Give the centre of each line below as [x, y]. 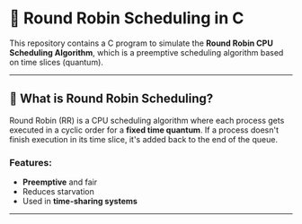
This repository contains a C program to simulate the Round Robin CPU [142, 43]
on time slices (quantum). [56, 62]
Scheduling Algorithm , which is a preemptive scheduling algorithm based [147, 52]
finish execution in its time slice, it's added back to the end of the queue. [144, 139]
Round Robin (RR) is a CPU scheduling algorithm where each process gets [147, 120]
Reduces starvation [58, 192]
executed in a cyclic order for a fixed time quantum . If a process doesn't [144, 130]
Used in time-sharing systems [80, 202]
